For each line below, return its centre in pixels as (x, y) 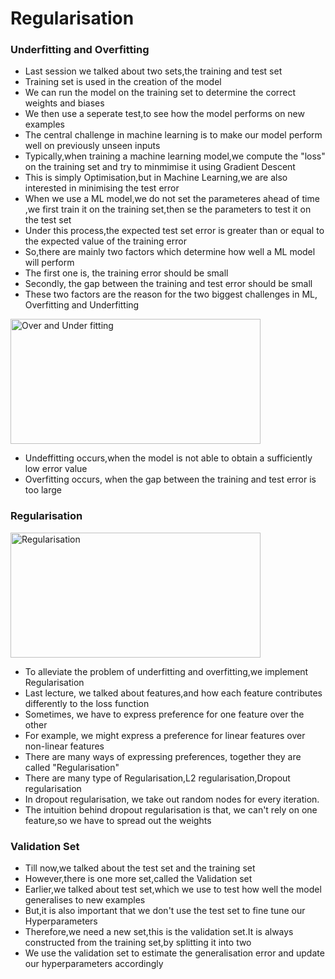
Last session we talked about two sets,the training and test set (153, 71)
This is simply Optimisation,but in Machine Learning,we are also (156, 178)
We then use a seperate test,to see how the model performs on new (164, 114)
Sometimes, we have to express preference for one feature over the (164, 714)
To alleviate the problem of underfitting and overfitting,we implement (166, 671)
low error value (56, 469)
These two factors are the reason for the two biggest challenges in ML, (171, 294)
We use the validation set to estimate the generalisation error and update (174, 953)
